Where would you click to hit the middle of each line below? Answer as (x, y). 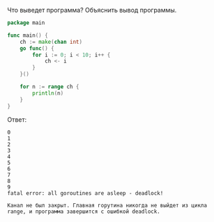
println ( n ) (48, 93)
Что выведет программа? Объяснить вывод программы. (92, 10)
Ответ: (17, 119)
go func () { (37, 48)
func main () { (28, 35)
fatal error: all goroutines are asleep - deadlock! (85, 193)
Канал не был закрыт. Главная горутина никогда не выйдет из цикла (107, 205)
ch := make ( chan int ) (51, 42)
